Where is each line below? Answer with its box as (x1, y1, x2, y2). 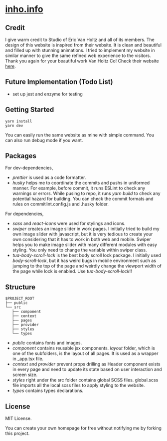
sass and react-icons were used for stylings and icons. (12, 220, 126, 226)
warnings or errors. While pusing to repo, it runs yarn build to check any (12, 190, 161, 196)
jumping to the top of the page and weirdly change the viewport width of (12, 263, 162, 269)
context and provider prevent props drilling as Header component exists (12, 361, 161, 367)
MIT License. (5, 415, 32, 421)
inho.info (5, 3, 43, 15)
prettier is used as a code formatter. (12, 174, 86, 180)
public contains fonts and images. (12, 340, 82, 346)
